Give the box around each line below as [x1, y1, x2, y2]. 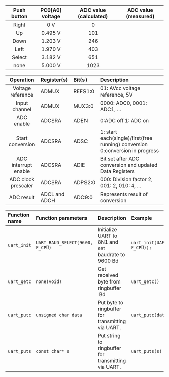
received [97, 272, 118, 278]
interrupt [11, 162, 32, 168]
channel [12, 106, 32, 113]
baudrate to [97, 251, 125, 258]
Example [131, 215, 152, 221]
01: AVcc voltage [100, 85, 141, 92]
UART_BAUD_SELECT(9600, [36, 240, 93, 245]
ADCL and [40, 191, 65, 198]
